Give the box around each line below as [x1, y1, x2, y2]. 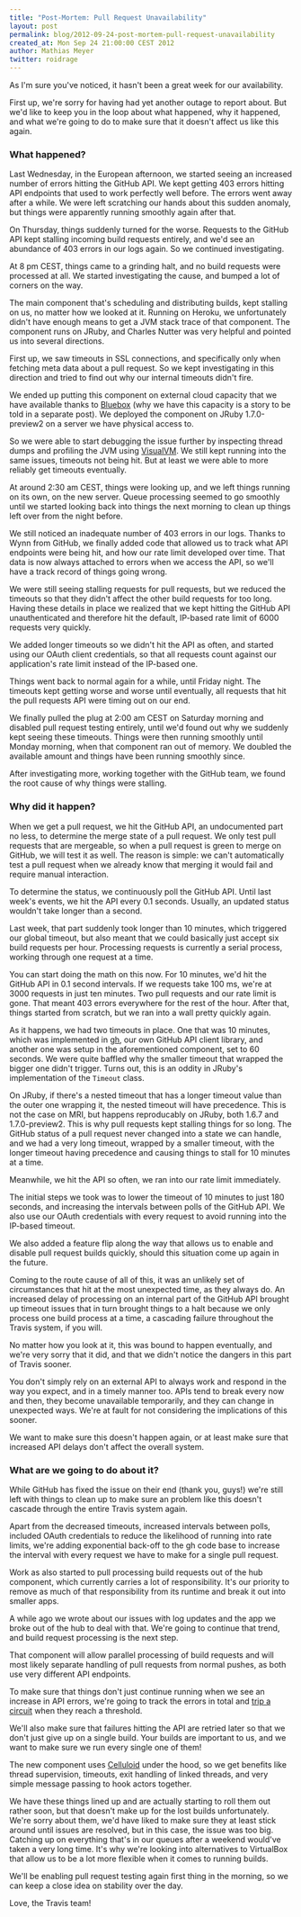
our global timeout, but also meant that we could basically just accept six [9, 932, 279, 943]
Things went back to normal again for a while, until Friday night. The [9, 676, 261, 687]
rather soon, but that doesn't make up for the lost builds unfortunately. [9, 1805, 270, 1816]
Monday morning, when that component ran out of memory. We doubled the [9, 742, 292, 752]
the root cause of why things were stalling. [9, 778, 167, 788]
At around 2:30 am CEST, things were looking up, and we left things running [9, 482, 290, 493]
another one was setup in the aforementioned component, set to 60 [9, 1043, 261, 1054]
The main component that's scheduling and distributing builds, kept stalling [9, 298, 288, 309]
